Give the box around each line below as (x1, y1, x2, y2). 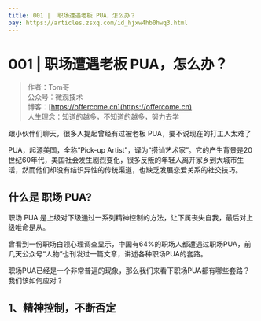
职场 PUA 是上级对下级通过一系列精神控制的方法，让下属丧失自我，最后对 (8, 213, 247, 223)
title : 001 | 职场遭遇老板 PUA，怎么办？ (8, 11, 136, 20)
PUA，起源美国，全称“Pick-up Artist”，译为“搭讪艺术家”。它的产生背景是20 (8, 146, 253, 155)
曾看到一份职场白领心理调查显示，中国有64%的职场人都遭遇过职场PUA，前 (8, 239, 252, 249)
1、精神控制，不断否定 (8, 301, 116, 315)
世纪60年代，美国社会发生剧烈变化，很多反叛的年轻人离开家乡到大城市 (8, 155, 237, 165)
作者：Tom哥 (27, 83, 70, 92)
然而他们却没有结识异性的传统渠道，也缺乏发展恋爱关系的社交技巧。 (21, 165, 242, 175)
